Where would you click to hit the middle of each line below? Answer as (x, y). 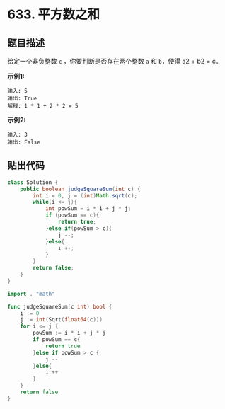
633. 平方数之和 (54, 15)
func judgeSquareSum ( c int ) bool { (60, 306)
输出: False (24, 142)
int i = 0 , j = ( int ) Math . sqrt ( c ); (85, 195)
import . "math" (31, 294)
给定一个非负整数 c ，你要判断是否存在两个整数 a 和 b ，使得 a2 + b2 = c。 (115, 61)
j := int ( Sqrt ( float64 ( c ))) (61, 320)
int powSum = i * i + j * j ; (88, 209)
